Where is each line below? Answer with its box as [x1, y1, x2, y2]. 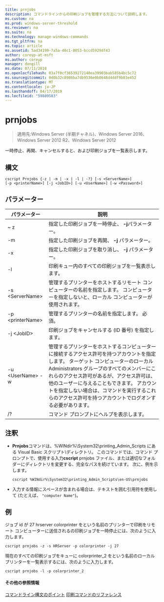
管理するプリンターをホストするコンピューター [48, 343, 156, 350]
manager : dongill [5, 62, 41, 66]
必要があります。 [53, 401, 92, 408]
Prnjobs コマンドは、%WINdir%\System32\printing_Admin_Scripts [12, 443, 146, 449]
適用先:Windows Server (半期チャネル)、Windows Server [17, 131, 132, 137]
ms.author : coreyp [5, 57, 42, 62]
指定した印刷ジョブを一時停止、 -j [48, 220, 128, 227]
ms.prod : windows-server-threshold [5, 21, 78, 26]
